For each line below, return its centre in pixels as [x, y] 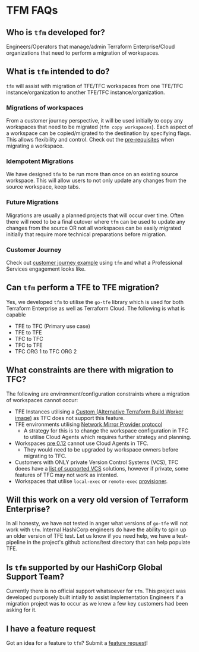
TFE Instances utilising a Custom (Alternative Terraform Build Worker [99, 412]
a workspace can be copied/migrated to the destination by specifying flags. [99, 133]
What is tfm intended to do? [58, 72]
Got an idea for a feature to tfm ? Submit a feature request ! [77, 643]
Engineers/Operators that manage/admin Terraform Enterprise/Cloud [91, 46]
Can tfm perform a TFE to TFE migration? [83, 288]
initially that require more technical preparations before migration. [86, 234]
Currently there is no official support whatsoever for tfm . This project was [96, 591]
